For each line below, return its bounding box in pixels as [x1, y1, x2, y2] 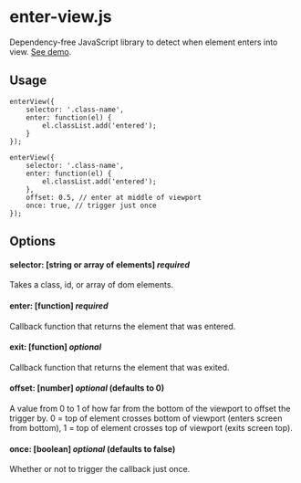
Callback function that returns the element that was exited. [9, 362, 230, 373]
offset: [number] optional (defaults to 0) [9, 383, 165, 394]
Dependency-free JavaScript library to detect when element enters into [9, 37, 278, 47]
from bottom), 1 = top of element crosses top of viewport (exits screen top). [9, 422, 294, 433]
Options [9, 234, 57, 249]
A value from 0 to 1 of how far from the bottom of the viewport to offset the [9, 403, 291, 414]
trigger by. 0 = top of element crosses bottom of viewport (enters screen [9, 413, 283, 424]
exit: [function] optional [9, 341, 102, 352]
